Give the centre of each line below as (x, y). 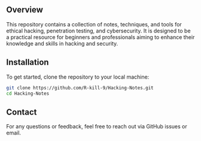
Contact (22, 112)
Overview (25, 10)
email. (14, 133)
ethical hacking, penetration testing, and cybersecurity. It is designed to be (98, 31)
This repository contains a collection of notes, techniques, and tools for (94, 24)
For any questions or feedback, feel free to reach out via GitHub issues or (97, 127)
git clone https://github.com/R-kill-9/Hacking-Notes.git (80, 88)
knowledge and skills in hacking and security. (62, 43)
